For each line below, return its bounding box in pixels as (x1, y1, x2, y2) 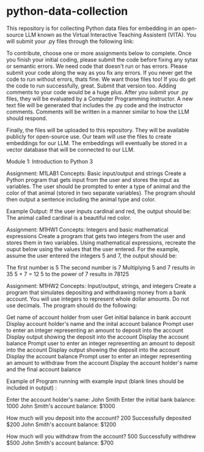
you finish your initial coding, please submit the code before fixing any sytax (6, 56, 199, 63)
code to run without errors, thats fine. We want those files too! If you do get (6, 75, 196, 83)
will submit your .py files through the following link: (6, 37, 134, 45)
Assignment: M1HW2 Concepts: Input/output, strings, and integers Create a (6, 282, 197, 289)
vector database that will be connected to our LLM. (6, 146, 135, 153)
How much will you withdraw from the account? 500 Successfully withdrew (6, 432, 197, 440)
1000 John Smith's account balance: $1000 (6, 402, 115, 410)
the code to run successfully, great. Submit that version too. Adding (6, 81, 177, 89)
